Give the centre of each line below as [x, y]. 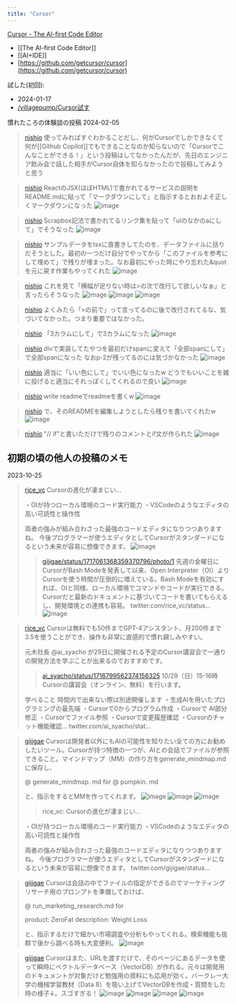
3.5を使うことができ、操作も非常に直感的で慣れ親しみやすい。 [115, 637]
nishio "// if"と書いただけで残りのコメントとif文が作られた [109, 433]
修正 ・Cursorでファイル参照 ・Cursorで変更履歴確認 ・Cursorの [119, 717]
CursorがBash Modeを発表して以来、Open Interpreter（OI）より [136, 570]
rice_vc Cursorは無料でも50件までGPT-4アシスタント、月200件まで [123, 628]
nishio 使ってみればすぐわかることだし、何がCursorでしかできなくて [124, 137]
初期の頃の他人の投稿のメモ [68, 458]
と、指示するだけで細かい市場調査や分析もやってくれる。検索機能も [123, 934]
